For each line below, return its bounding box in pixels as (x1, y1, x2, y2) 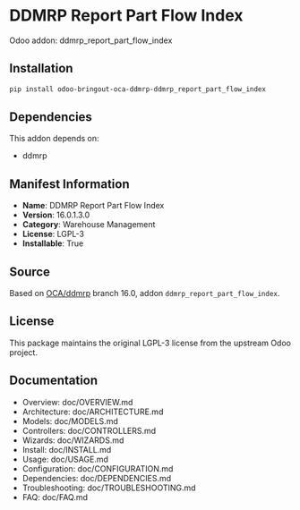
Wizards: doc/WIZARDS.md (21, 435, 124, 446)
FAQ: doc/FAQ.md (21, 491, 88, 502)
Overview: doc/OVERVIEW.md (21, 396, 133, 407)
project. (9, 346, 39, 358)
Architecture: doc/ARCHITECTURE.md (21, 406, 164, 417)
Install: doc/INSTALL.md (21, 444, 112, 455)
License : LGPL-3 (21, 229, 85, 240)
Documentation (9, 373, 99, 388)
